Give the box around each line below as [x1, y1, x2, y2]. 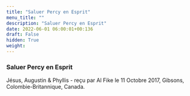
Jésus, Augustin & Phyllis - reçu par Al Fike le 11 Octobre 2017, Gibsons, [6, 77, 185, 84]
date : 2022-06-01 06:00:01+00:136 [6, 26, 94, 32]
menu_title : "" [6, 15, 45, 21]
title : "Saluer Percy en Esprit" [6, 9, 91, 15]
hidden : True [6, 37, 39, 43]
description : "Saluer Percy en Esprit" [6, 20, 107, 26]
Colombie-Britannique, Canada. [6, 83, 85, 91]
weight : [6, 43, 26, 49]
